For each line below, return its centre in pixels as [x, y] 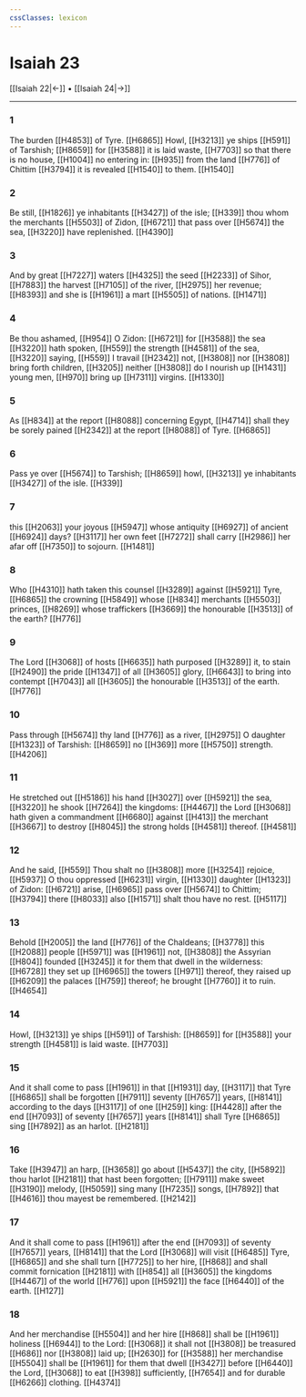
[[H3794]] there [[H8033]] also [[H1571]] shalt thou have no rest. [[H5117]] [148, 899]
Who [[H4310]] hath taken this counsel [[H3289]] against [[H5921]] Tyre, [146, 590]
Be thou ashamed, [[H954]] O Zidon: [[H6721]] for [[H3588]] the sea [138, 338]
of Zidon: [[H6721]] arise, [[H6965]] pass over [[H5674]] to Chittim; [135, 889]
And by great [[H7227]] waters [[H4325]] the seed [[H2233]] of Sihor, [140, 275]
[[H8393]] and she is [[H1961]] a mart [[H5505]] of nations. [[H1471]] [138, 295]
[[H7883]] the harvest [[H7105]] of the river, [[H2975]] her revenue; [136, 285]
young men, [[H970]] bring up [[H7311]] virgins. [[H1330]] [117, 377]
